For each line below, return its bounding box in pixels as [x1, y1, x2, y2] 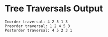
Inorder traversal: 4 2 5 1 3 [5, 19, 68, 24]
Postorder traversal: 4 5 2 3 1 [5, 28, 72, 33]
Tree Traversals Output [5, 3, 103, 14]
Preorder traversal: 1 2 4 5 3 [5, 23, 70, 29]
